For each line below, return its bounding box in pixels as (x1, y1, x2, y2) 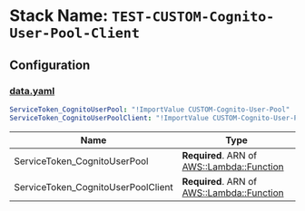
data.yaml (9, 84, 55, 97)
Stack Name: (9, 5, 109, 26)
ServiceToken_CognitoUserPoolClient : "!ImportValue (9, 113, 209, 122)
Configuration (9, 57, 91, 72)
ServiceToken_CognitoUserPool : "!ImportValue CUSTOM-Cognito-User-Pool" (9, 105, 290, 114)
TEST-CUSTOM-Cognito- (112, 8, 275, 25)
